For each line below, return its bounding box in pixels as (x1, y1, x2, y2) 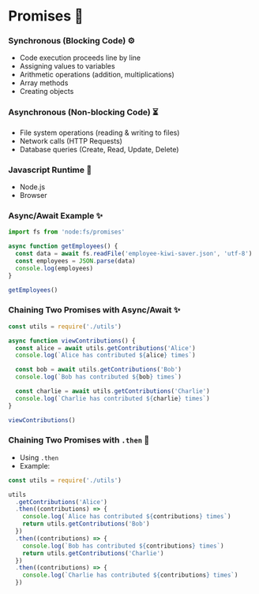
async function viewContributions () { (8, 337, 136, 345)
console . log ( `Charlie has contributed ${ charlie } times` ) (15, 394, 211, 402)
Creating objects (19, 87, 74, 96)
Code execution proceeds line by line (19, 53, 141, 62)
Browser (19, 191, 47, 200)
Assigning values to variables (19, 62, 116, 71)
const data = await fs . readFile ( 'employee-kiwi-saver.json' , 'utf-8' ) (15, 250, 253, 258)
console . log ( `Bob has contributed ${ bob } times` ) (15, 373, 182, 381)
